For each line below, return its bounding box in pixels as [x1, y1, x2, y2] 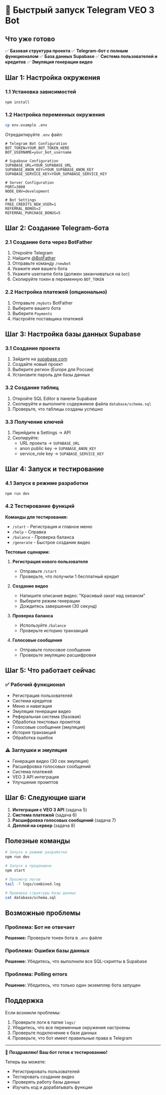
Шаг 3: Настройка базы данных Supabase [5, 330, 141, 339]
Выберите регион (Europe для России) [12, 366, 94, 373]
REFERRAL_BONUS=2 [5, 206, 41, 211]
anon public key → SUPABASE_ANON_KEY [19, 446, 96, 451]
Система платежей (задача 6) [12, 812, 77, 818]
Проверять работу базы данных [12, 1079, 81, 1085]
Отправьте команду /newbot [12, 260, 71, 266]
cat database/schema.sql [5, 895, 56, 900]
